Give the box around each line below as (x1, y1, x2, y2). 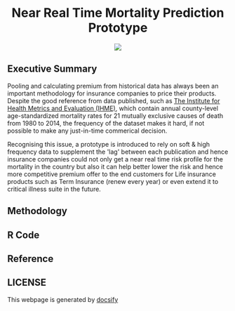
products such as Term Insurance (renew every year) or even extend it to (7, 177, 219, 185)
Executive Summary (7, 63, 98, 75)
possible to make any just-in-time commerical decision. (7, 126, 168, 135)
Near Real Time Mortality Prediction (11, 5, 224, 21)
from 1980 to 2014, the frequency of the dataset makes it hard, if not (7, 119, 205, 127)
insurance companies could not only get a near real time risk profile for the (7, 154, 223, 163)
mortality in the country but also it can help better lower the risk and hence (7, 162, 223, 171)
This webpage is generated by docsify (7, 295, 119, 303)
